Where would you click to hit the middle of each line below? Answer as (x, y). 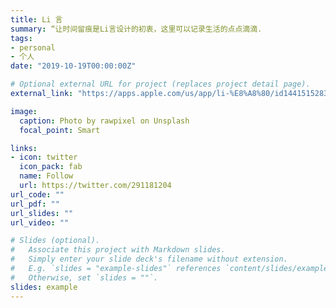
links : (24, 148)
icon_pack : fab (51, 167)
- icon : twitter (44, 157)
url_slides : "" (42, 213)
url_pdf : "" (35, 204)
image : (24, 111)
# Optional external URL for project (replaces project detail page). (160, 84)
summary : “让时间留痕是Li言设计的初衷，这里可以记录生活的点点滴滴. (136, 29)
